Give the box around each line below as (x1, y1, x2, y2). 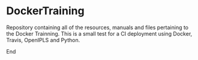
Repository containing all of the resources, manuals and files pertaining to (6, 24, 189, 31)
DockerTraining (6, 4, 85, 18)
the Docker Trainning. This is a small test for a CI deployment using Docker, (6, 30, 193, 37)
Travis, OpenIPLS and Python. (6, 36, 80, 43)
